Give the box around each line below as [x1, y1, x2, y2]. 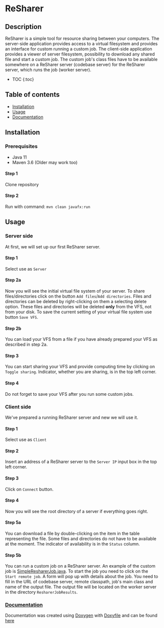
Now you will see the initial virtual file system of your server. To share [5, 288, 145, 294]
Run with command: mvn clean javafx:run [5, 203, 91, 209]
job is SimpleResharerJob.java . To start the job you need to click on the [5, 568, 148, 574]
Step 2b [5, 325, 22, 331]
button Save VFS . [5, 314, 38, 320]
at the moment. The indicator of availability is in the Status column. [5, 541, 141, 546]
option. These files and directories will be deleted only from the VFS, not [5, 304, 152, 309]
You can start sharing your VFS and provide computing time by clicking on [5, 364, 155, 370]
